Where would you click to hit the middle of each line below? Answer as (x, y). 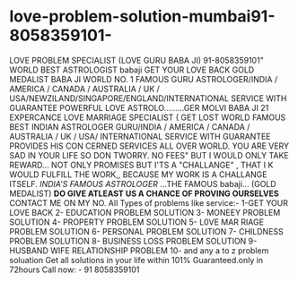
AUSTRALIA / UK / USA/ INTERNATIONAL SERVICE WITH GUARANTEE (140, 136)
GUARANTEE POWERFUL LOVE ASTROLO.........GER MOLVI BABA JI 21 (139, 107)
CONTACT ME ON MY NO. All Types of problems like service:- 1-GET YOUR (149, 202)
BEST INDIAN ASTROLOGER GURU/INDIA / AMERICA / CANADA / (130, 126)
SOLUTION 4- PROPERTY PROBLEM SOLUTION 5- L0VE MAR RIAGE (137, 222)
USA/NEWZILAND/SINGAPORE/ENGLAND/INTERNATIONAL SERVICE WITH (148, 98)
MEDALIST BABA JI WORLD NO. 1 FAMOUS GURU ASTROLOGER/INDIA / (144, 79)
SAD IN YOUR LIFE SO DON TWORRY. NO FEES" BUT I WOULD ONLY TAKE (149, 155)
